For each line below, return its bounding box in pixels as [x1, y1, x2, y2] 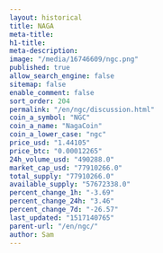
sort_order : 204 [9, 96, 70, 106]
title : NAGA [9, 22, 54, 31]
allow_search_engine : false [9, 72, 115, 81]
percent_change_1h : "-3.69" [9, 188, 115, 197]
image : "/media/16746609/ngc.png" [9, 55, 140, 64]
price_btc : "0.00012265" [9, 146, 103, 155]
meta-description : [9, 47, 78, 56]
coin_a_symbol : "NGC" [9, 113, 91, 122]
